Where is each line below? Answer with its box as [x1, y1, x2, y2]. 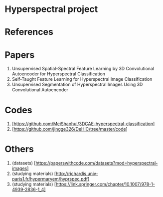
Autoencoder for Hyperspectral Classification [11, 71, 106, 77]
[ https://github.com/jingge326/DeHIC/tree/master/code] [11, 126, 128, 132]
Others [4, 144, 34, 155]
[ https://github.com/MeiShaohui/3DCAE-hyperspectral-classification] [11, 121, 155, 127]
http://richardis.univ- [56, 171, 98, 177]
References [4, 26, 53, 38]
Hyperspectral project [4, 3, 98, 15]
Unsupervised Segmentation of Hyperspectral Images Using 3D [11, 81, 143, 88]
